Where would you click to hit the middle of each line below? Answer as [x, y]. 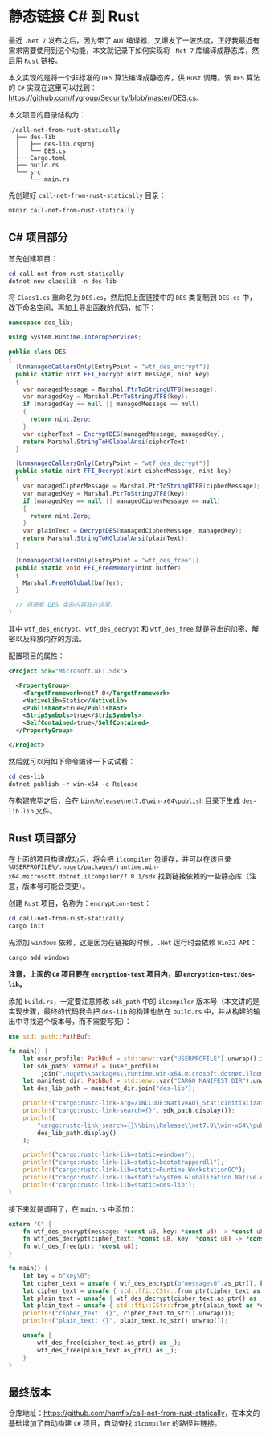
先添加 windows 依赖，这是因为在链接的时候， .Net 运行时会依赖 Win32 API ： [133, 943]
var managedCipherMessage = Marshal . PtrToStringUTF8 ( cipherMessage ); [142, 486]
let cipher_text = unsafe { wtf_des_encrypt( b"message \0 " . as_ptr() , [140, 1283]
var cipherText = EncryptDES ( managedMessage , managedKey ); [124, 434]
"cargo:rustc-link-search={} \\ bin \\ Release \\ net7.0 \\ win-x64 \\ [145, 1125]
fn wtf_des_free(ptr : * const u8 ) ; [80, 1247]
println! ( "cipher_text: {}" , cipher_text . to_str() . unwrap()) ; [129, 1313]
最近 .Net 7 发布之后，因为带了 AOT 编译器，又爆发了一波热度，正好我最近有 [134, 40]
